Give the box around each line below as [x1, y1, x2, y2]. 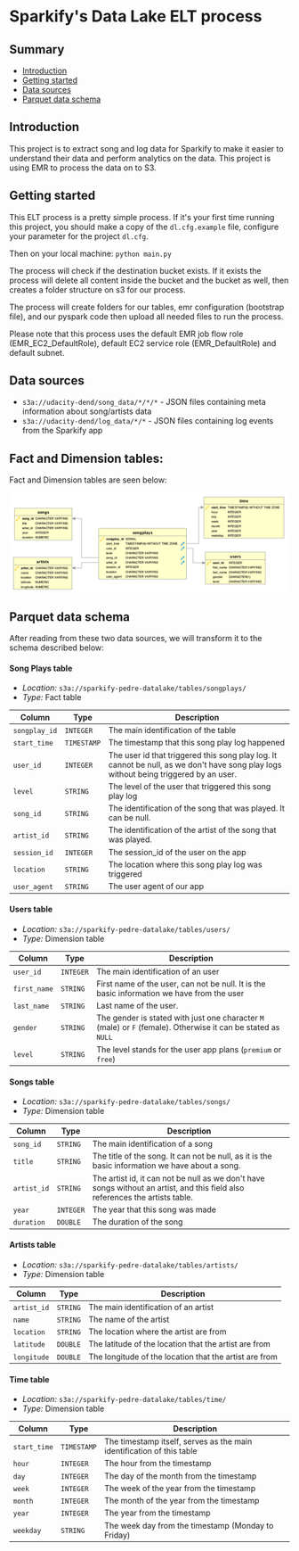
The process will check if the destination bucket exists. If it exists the [9, 265, 263, 276]
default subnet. [9, 347, 65, 358]
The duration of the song [92, 1217, 183, 1227]
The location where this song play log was [108, 859, 263, 870]
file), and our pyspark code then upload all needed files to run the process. [9, 310, 284, 322]
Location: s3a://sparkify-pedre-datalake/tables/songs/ [21, 1096, 231, 1107]
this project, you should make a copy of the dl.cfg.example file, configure [9, 221, 279, 232]
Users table [9, 903, 53, 915]
